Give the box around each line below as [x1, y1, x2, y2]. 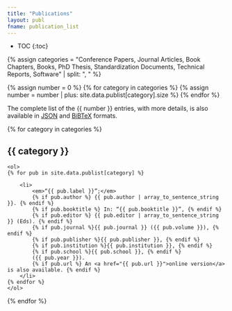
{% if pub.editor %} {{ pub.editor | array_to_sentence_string [32, 212, 219, 219]
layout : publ [7, 17, 45, 24]
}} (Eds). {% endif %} [7, 218, 73, 225]
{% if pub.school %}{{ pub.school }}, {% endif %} [32, 249, 182, 256]
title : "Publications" [7, 10, 73, 17]
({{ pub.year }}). [32, 254, 85, 262]
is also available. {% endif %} [7, 267, 101, 274]
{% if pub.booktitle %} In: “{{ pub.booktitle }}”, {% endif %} [32, 206, 222, 213]
